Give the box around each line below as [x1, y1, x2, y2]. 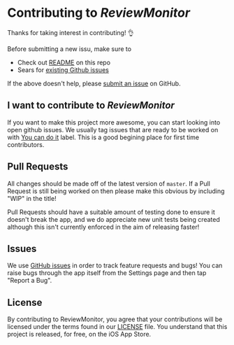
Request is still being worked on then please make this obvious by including [7, 187, 225, 195]
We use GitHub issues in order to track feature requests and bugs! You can [7, 261, 223, 270]
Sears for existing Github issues [17, 65, 110, 74]
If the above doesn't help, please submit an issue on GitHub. [7, 79, 181, 87]
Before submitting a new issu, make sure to [7, 44, 131, 53]
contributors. [7, 140, 45, 148]
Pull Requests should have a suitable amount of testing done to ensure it [7, 208, 215, 216]
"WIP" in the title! [7, 194, 57, 202]
